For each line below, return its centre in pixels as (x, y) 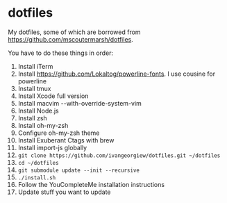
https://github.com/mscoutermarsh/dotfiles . (71, 39)
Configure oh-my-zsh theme (59, 133)
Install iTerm (35, 66)
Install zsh (32, 118)
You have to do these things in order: (61, 53)
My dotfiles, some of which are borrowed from (74, 32)
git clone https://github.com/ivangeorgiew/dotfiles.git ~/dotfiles (119, 155)
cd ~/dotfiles (38, 163)
